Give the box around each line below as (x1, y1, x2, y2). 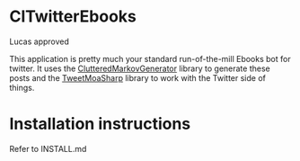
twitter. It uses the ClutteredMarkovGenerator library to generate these (9, 63, 271, 74)
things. (9, 82, 35, 93)
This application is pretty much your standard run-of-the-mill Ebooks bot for (9, 53, 291, 64)
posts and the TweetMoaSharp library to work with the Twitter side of (9, 72, 267, 83)
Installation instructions (9, 114, 191, 134)
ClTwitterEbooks (9, 6, 137, 27)
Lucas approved (9, 36, 70, 47)
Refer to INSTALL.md (9, 143, 87, 154)
